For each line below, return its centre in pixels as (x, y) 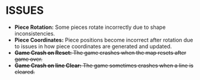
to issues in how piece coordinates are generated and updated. (93, 46)
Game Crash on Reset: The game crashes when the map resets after (100, 52)
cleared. (25, 72)
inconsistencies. (35, 33)
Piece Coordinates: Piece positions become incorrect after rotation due (104, 40)
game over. (28, 59)
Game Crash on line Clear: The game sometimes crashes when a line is (104, 65)
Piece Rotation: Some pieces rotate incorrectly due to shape (90, 27)
